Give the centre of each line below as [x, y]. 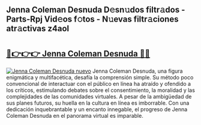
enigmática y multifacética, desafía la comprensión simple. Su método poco [100, 77]
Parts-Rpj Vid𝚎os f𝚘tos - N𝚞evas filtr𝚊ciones [92, 20]
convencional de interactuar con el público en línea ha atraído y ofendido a [98, 84]
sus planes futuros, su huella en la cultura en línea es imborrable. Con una [98, 103]
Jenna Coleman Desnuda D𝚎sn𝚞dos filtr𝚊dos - [96, 10]
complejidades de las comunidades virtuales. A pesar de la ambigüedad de [99, 96]
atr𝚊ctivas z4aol [38, 29]
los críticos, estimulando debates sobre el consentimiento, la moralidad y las [100, 90]
